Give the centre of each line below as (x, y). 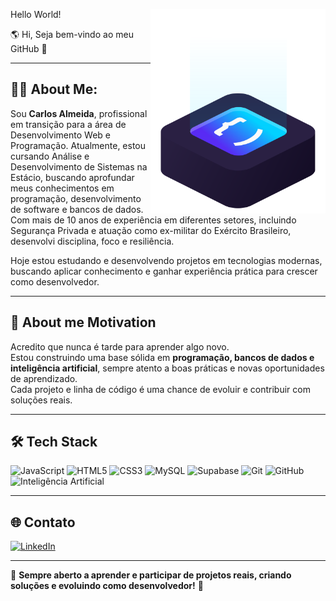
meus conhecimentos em (62, 188)
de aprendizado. (44, 378)
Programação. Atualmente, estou (78, 145)
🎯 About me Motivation (83, 322)
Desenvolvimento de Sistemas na (79, 166)
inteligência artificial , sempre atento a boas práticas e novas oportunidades (167, 368)
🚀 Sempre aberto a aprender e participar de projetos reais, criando (151, 575)
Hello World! (36, 14)
